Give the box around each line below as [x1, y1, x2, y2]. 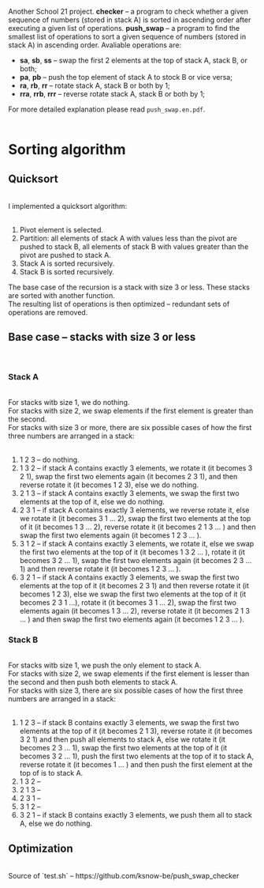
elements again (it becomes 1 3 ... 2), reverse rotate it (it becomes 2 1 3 [19, 606, 251, 616]
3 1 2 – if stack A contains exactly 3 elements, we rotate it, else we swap [19, 539, 255, 549]
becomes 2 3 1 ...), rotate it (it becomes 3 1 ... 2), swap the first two [19, 598, 237, 607]
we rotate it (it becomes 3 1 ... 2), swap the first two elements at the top [19, 514, 251, 523]
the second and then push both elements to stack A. [8, 678, 178, 687]
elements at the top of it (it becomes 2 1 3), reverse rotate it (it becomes [19, 727, 253, 736]
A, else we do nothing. [19, 818, 93, 829]
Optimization [8, 841, 73, 855]
